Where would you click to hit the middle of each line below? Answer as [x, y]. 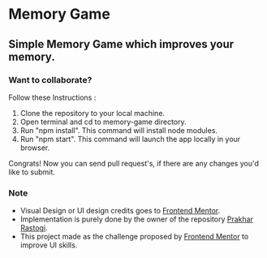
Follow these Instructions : [52, 97]
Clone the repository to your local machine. [92, 113]
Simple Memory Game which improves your [121, 44]
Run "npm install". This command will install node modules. [118, 130]
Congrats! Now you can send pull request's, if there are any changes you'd [134, 163]
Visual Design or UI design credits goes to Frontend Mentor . [120, 211]
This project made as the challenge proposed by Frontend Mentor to [134, 237]
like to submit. [32, 172]
